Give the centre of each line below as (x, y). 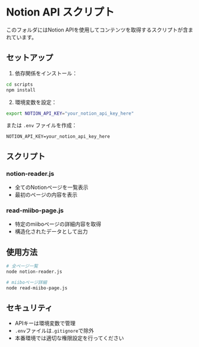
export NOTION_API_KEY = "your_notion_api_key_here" (70, 113)
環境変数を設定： (36, 102)
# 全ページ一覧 (22, 266)
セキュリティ (29, 308)
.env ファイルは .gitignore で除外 (54, 331)
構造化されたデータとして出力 (51, 232)
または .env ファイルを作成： (42, 125)
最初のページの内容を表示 (46, 195)
